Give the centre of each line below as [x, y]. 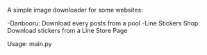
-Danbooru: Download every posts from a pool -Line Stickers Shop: [104, 23]
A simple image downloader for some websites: [75, 10]
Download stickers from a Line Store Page [67, 31]
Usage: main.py [30, 44]
